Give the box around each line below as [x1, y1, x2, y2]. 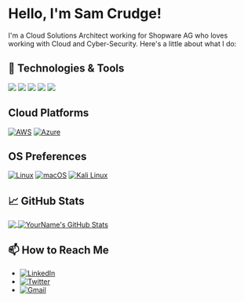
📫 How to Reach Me [8, 244, 109, 257]
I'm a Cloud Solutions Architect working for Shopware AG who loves [8, 31, 228, 40]
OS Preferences [8, 150, 87, 163]
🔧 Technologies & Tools [8, 62, 125, 75]
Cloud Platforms [8, 107, 89, 120]
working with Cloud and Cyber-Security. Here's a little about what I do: [8, 38, 237, 48]
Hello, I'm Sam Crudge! [8, 5, 162, 23]
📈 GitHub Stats [8, 194, 85, 208]
